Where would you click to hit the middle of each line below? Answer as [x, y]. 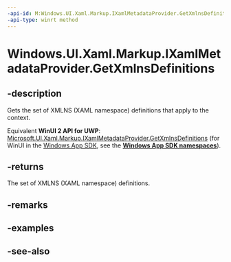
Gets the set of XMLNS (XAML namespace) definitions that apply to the [108, 110]
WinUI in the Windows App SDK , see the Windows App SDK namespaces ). [114, 145]
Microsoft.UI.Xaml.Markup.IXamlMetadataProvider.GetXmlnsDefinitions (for [113, 138]
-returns [25, 166]
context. [19, 117]
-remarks [27, 205]
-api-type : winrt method [43, 20]
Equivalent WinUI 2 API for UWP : [54, 130]
